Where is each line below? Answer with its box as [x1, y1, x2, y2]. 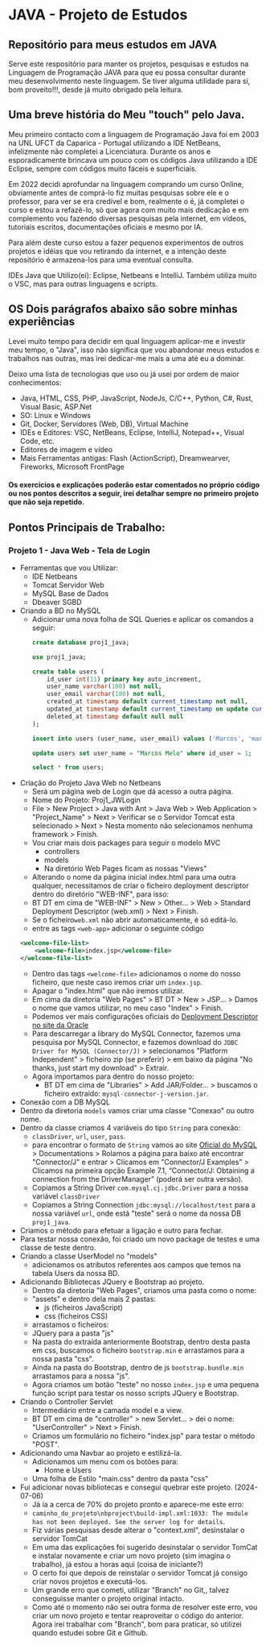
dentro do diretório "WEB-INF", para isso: [31, 889, 170, 899]
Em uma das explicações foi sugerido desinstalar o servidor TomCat [31, 1542, 258, 1552]
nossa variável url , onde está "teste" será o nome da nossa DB [31, 1208, 242, 1218]
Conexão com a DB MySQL [19, 1097, 111, 1107]
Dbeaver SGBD [31, 597, 82, 607]
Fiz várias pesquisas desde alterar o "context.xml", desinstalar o [31, 1525, 245, 1535]
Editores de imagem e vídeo [19, 445, 113, 454]
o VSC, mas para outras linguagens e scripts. [8, 279, 158, 288]
